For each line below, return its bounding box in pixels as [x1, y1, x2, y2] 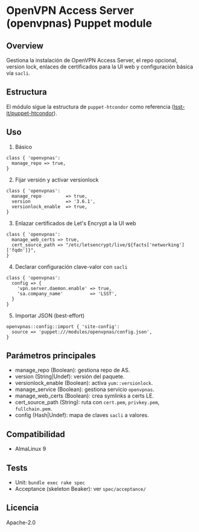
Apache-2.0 [6, 519, 36, 526]
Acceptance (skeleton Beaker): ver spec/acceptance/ [14, 485, 147, 493]
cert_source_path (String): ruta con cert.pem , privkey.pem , [14, 399, 160, 406]
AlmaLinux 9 [14, 445, 46, 453]
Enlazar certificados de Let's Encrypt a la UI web [14, 219, 137, 227]
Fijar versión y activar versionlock [14, 176, 99, 183]
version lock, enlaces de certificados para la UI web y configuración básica [6, 63, 194, 70]
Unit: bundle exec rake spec [14, 479, 86, 486]
